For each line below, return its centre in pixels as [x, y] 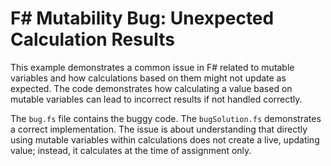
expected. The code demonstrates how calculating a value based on [151, 88]
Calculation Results [92, 39]
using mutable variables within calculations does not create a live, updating [165, 139]
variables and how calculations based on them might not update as [148, 78]
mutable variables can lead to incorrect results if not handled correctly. [156, 99]
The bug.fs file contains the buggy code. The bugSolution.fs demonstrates [166, 118]
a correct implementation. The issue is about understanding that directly [159, 129]
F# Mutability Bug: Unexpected [142, 18]
